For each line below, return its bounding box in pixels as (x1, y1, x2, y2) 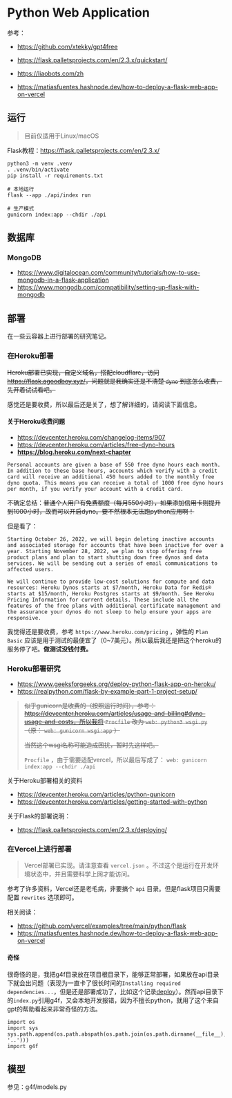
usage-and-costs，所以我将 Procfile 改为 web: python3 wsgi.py (23, 718, 208, 726)
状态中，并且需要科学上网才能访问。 (30, 870, 133, 879)
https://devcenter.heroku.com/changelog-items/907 (17, 433, 166, 441)
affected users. (7, 566, 54, 573)
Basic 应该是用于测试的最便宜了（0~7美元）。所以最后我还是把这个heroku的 (7, 636, 222, 645)
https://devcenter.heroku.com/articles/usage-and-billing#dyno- (23, 710, 206, 718)
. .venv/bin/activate (7, 166, 70, 173)
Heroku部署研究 (7, 663, 61, 673)
